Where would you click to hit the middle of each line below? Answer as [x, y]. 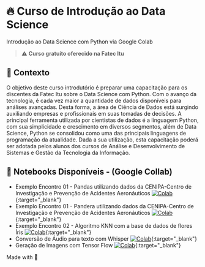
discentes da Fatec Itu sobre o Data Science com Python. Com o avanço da [102, 94]
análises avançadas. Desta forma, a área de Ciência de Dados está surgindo [102, 107]
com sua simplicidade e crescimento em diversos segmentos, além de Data [102, 126]
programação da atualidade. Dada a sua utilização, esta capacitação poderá [102, 140]
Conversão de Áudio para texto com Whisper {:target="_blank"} [106, 239]
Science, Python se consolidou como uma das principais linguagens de [96, 133]
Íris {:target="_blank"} [53, 232]
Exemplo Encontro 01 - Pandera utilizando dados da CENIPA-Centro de [105, 206]
